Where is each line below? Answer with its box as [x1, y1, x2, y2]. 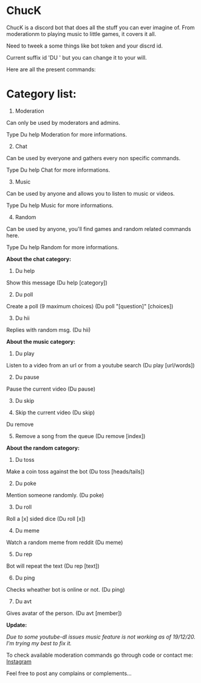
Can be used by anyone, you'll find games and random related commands [6, 225, 191, 232]
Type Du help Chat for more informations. [6, 166, 111, 174]
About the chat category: [6, 255, 72, 263]
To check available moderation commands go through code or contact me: [6, 651, 193, 659]
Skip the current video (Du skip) [15, 409, 95, 416]
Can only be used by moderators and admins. [6, 119, 120, 126]
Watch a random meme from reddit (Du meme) [6, 539, 123, 546]
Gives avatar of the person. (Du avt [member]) [6, 609, 123, 617]
